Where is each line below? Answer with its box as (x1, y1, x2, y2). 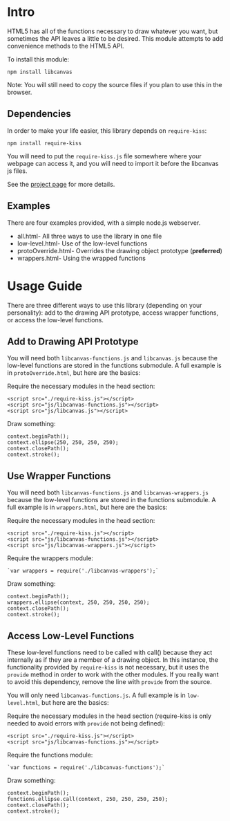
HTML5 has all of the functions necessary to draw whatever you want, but (7, 27, 218, 35)
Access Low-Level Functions (7, 630, 135, 642)
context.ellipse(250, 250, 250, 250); (7, 439, 119, 446)
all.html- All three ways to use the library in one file (17, 232, 162, 240)
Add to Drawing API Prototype (7, 335, 140, 347)
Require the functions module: (7, 750, 93, 759)
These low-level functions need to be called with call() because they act (7, 648, 213, 656)
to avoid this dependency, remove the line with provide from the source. (7, 677, 212, 685)
